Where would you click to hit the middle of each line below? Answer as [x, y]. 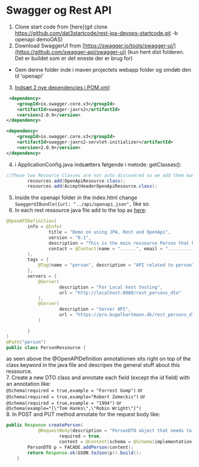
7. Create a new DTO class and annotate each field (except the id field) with [98, 378]
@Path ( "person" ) [26, 342]
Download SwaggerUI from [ [49, 46]
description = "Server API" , [95, 309]
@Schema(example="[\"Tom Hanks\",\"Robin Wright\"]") [74, 409]
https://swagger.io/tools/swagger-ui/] [130, 46]
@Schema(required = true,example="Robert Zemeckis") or [76, 396]
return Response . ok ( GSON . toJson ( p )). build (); [85, 453]
